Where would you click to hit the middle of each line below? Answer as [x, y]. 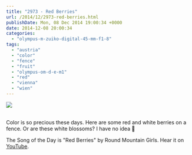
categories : [21, 34]
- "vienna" [25, 83]
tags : [13, 45]
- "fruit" [23, 66]
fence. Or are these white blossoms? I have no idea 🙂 [71, 128]
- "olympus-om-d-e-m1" [39, 72]
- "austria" [26, 50]
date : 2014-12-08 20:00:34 [39, 28]
